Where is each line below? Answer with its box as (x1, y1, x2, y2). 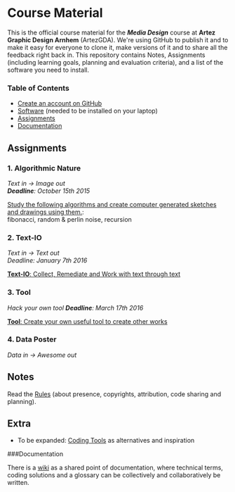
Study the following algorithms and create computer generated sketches (7, 200, 217, 208)
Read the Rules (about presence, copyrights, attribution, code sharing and (7, 389, 222, 398)
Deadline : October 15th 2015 (7, 187, 90, 195)
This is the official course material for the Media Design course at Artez (7, 28, 216, 37)
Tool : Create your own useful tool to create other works (7, 317, 168, 325)
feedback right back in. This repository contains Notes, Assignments (7, 51, 206, 59)
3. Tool (7, 287, 32, 297)
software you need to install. (7, 65, 90, 74)
